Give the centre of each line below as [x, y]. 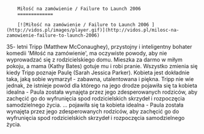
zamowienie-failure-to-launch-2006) [53, 35]
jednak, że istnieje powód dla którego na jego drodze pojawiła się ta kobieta [102, 86]
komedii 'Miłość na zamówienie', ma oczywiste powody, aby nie [87, 53]
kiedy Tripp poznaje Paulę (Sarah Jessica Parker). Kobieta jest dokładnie [98, 72]
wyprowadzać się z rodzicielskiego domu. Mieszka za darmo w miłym [94, 60]
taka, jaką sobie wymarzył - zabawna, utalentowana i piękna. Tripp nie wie [100, 79]
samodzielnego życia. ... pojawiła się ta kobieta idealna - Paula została [95, 105]
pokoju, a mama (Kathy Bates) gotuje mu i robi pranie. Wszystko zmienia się [102, 66]
